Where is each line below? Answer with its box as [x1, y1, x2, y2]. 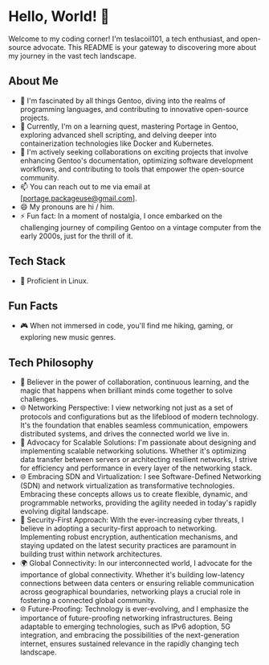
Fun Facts [8, 299, 59, 312]
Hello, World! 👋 [8, 7, 110, 26]
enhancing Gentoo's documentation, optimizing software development [19, 155, 254, 165]
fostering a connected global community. [19, 596, 157, 605]
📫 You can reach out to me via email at [19, 181, 151, 192]
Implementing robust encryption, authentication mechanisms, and [19, 532, 238, 542]
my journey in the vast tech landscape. [8, 51, 137, 60]
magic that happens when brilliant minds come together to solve [19, 386, 233, 395]
